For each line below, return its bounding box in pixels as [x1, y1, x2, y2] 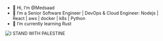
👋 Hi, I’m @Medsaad [12, 5, 55, 10]
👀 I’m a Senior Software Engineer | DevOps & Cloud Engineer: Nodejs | [12, 10, 158, 16]
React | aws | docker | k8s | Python [12, 15, 86, 21]
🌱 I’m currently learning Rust [12, 20, 72, 26]
